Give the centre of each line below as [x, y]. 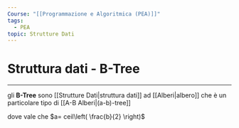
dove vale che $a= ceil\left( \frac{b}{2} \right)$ [76, 117]
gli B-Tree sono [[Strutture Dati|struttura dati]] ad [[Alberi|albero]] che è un [117, 95]
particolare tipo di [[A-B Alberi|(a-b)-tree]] [69, 103]
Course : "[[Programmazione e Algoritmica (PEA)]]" [84, 14]
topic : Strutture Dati [41, 34]
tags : [15, 21]
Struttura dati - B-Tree [74, 69]
